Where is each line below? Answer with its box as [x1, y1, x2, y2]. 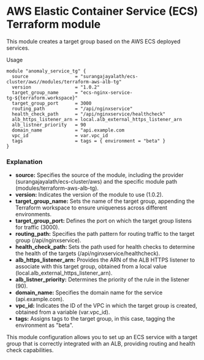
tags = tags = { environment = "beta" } [12, 138, 166, 144]
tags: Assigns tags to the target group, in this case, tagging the [15, 315, 175, 323]
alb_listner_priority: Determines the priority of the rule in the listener [15, 276, 190, 283]
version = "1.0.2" [12, 84, 100, 90]
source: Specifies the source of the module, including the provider [15, 171, 184, 179]
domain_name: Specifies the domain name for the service [15, 289, 163, 296]
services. [6, 44, 29, 52]
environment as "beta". [15, 321, 74, 329]
